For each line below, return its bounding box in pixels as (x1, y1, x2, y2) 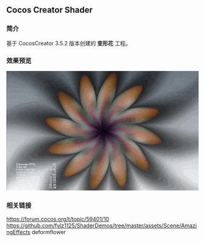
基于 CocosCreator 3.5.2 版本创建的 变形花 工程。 (6, 39, 131, 47)
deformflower (31, 229, 66, 236)
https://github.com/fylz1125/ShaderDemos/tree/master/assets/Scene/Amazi (6, 222, 197, 229)
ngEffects (6, 229, 31, 236)
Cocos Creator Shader (6, 5, 93, 15)
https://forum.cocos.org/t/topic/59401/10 (6, 216, 110, 223)
